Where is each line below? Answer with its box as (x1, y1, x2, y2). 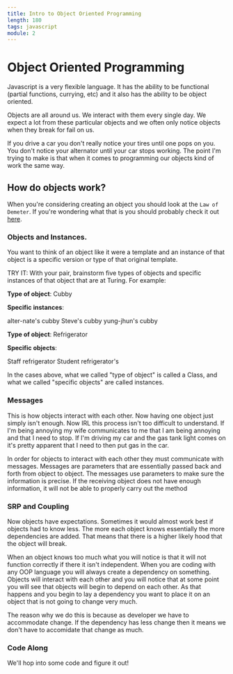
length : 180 (7, 17, 42, 24)
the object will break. (7, 539, 67, 547)
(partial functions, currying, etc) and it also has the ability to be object (7, 90, 207, 98)
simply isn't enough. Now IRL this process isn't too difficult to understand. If (7, 418, 225, 427)
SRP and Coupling (7, 501, 70, 511)
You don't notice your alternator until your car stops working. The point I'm (7, 147, 221, 155)
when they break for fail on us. (7, 126, 95, 134)
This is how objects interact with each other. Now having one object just (7, 412, 214, 420)
